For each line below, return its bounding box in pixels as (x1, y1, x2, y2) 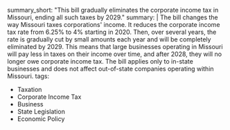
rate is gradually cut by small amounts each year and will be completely (7, 35, 211, 44)
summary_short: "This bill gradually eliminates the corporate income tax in (7, 6, 219, 14)
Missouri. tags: (7, 72, 50, 80)
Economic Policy (17, 115, 65, 123)
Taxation (17, 86, 42, 93)
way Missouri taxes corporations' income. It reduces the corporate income (7, 21, 220, 28)
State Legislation (17, 107, 66, 115)
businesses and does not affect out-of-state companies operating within (7, 65, 214, 73)
